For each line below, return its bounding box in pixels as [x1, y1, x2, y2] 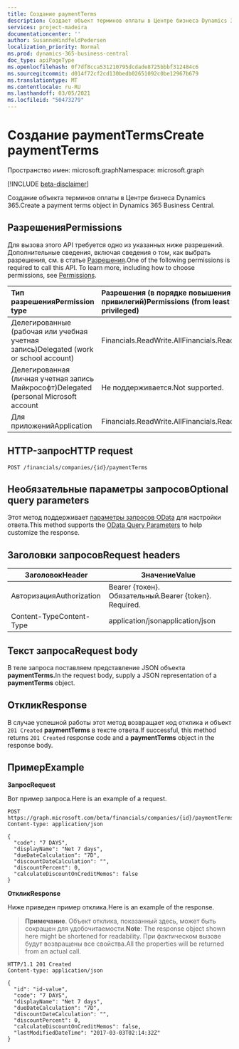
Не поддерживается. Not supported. [101, 382, 224, 392]
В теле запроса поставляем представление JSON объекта [7, 664, 186, 672]
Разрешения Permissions [7, 221, 122, 234]
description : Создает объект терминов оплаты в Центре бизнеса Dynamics [7, 17, 228, 24]
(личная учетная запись [11, 373, 95, 383]
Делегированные [11, 318, 72, 328]
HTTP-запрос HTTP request [7, 445, 134, 457]
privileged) [101, 306, 140, 315]
